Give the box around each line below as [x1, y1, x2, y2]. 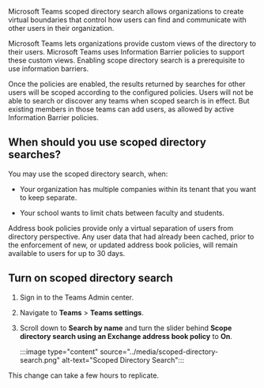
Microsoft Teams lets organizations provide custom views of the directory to [8, 39, 257, 48]
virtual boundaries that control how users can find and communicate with [8, 15, 247, 24]
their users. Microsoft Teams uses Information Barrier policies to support [8, 47, 245, 56]
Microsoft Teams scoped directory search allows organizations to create [8, 7, 244, 16]
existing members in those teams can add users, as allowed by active [8, 104, 235, 114]
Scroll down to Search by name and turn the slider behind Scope [19, 323, 232, 333]
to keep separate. [19, 193, 77, 202]
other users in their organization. [8, 24, 115, 32]
